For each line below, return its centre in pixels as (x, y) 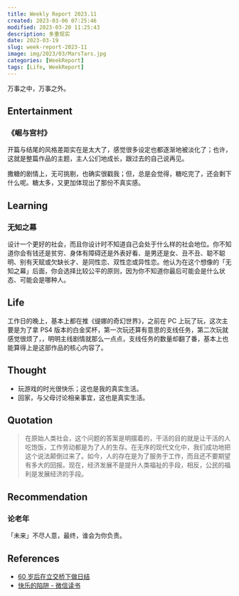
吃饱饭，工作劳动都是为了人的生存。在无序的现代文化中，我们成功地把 (128, 448)
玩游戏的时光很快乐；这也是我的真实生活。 (80, 388)
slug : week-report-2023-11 (47, 47)
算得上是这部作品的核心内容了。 (60, 348)
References (33, 559)
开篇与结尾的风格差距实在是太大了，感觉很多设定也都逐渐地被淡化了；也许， (119, 150)
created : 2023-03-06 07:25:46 (52, 21)
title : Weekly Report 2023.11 (52, 14)
